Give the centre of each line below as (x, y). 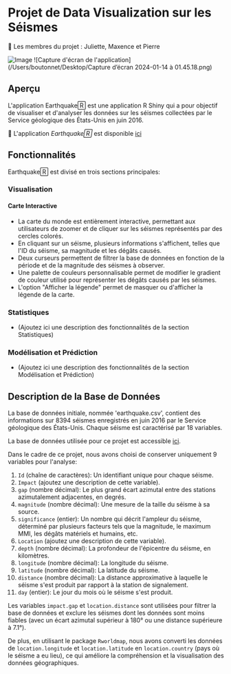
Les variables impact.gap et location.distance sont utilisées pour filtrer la (112, 606)
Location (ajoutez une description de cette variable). (92, 541)
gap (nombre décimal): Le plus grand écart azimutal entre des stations (117, 490)
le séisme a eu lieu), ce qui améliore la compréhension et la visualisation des (116, 655)
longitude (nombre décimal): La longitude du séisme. (93, 563)
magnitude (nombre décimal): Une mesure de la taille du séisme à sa (114, 504)
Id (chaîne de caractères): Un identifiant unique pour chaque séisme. (115, 475)
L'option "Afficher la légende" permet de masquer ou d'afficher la (110, 287)
